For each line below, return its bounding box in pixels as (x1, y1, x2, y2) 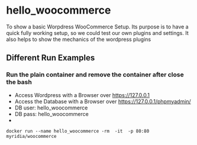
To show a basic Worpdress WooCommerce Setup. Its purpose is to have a (6, 23, 189, 30)
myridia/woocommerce (6, 133, 57, 139)
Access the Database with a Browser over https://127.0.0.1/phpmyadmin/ (14, 98, 191, 105)
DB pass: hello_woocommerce (14, 110, 89, 117)
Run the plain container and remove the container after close (6, 70, 185, 79)
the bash (6, 78, 33, 86)
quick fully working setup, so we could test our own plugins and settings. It (6, 29, 189, 36)
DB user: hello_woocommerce (14, 104, 88, 111)
